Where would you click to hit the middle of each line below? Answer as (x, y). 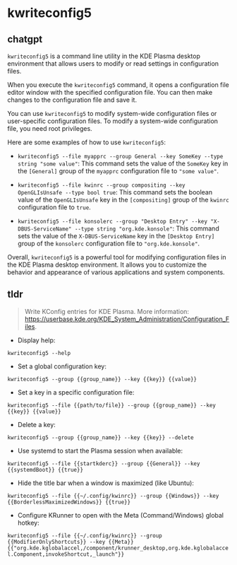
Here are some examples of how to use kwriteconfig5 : (86, 142)
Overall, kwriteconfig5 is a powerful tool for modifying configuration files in (117, 257)
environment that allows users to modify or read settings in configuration (113, 64)
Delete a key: (37, 424)
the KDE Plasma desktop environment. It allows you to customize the (107, 264)
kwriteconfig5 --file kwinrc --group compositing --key (101, 185)
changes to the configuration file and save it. (72, 100)
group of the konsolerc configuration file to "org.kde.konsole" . (108, 243)
